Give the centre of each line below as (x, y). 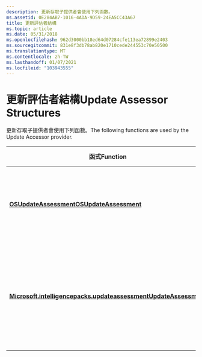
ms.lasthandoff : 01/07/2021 (41, 62)
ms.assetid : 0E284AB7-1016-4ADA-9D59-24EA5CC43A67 (71, 17)
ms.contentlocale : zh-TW (37, 57)
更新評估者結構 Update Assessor (87, 100)
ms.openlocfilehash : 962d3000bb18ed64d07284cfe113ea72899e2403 (87, 40)
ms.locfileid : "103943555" (40, 68)
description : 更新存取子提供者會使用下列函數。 (60, 12)
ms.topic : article (29, 29)
